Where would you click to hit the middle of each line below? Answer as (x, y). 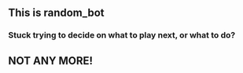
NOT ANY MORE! (50, 61)
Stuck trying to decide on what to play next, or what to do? (122, 35)
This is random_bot (56, 13)
